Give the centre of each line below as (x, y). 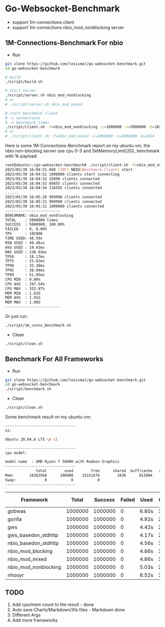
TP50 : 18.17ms (25, 256)
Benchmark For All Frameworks (54, 359)
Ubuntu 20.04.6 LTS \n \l (31, 439)
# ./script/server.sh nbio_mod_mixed (44, 104)
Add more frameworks (35, 620)
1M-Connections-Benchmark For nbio (64, 43)
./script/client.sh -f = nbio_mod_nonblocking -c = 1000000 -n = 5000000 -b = (80, 127)
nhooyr (16, 575)
